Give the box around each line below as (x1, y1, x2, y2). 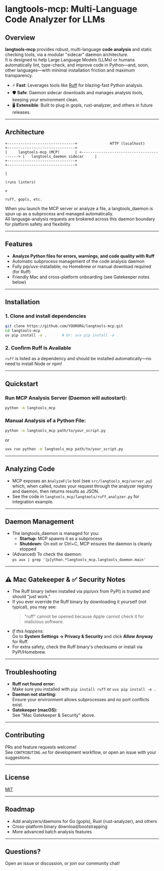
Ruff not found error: (12, 681, 55, 687)
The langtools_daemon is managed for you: (12, 530, 100, 536)
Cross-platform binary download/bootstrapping (12, 823, 108, 829)
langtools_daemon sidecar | (31, 154, 97, 159)
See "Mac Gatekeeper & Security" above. (12, 713, 96, 718)
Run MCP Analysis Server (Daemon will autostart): (5, 394, 127, 401)
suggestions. (5, 754, 31, 760)
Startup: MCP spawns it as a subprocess (19, 536, 102, 542)
